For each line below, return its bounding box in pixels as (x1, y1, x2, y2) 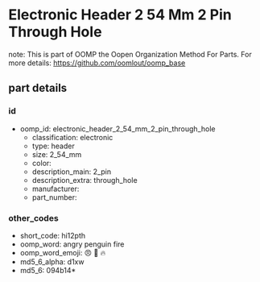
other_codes (8, 212, 59, 223)
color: (31, 158, 52, 168)
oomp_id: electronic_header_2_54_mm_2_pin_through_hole (19, 123, 216, 134)
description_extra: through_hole (31, 175, 138, 185)
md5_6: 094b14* (19, 265, 76, 275)
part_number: (31, 192, 77, 202)
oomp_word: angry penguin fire (19, 239, 125, 249)
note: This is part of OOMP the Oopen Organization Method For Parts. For (8, 49, 252, 59)
